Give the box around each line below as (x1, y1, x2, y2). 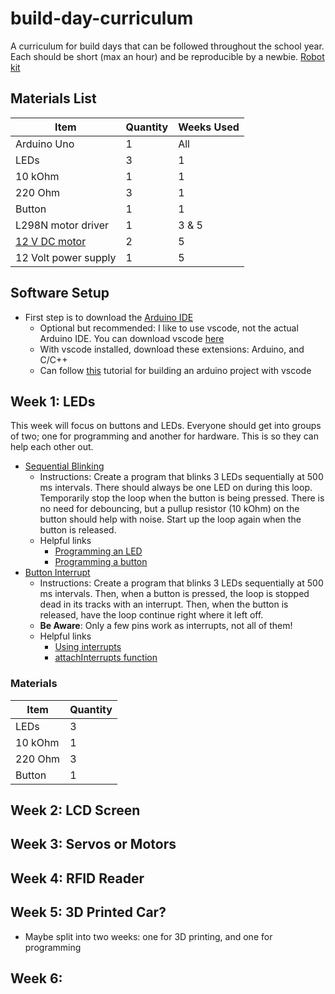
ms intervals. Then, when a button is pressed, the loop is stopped (39, 588, 310, 600)
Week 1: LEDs (10, 393, 96, 410)
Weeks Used (178, 120, 240, 134)
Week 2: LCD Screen (10, 802, 141, 819)
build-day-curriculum (10, 7, 194, 30)
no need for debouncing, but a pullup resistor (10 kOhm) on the (39, 503, 300, 515)
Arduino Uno (15, 137, 75, 151)
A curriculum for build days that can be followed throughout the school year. (10, 40, 325, 52)
